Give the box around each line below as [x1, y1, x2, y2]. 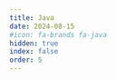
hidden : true [9, 38, 59, 48]
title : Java [9, 13, 54, 23]
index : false [9, 47, 59, 56]
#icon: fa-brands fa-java [9, 30, 107, 39]
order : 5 [9, 55, 43, 64]
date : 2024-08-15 [9, 22, 75, 31]
